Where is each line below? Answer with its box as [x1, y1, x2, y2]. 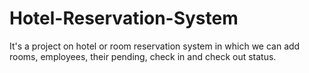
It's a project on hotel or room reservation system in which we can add [9, 40, 301, 52]
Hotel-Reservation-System [9, 7, 239, 30]
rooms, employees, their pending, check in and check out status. [9, 50, 277, 62]
